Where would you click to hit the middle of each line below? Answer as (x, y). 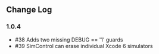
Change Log (29, 10)
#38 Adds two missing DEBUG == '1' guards (69, 39)
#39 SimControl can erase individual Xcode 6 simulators (84, 46)
